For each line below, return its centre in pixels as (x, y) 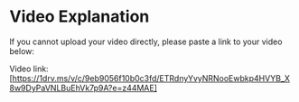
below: (22, 51)
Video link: (29, 69)
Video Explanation (79, 17)
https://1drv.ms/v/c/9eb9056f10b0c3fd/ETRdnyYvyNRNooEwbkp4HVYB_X (151, 78)
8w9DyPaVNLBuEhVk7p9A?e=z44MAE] (84, 88)
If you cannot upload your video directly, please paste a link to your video (146, 42)
